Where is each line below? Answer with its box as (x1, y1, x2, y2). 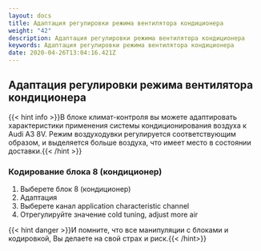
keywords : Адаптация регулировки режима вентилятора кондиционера (8, 42, 235, 50)
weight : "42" (8, 26, 52, 34)
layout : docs (8, 11, 52, 20)
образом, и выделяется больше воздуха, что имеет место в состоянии (8, 137, 251, 147)
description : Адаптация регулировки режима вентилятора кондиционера (8, 34, 246, 42)
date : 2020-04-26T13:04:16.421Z (8, 49, 116, 57)
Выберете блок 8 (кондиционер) (19, 185, 131, 194)
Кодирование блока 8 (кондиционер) (8, 165, 163, 177)
